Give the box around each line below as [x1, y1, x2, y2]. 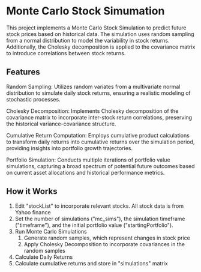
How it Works [6, 186, 58, 196]
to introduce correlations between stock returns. [6, 49, 126, 56]
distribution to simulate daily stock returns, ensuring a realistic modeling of [6, 89, 191, 97]
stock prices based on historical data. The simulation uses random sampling [6, 30, 194, 37]
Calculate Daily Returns [14, 253, 73, 261]
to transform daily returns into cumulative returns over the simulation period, [6, 138, 195, 145]
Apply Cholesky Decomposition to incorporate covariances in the [23, 240, 185, 247]
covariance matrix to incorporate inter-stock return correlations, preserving [6, 113, 193, 121]
